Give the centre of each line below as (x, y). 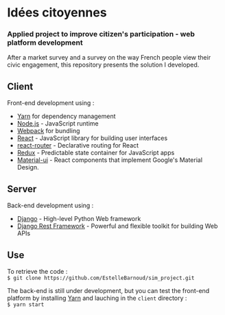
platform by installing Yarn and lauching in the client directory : (97, 298)
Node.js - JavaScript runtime (58, 124)
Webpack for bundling (48, 131)
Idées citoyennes (57, 13)
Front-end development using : (51, 103)
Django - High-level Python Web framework (79, 219)
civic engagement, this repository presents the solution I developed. (103, 65)
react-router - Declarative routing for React (78, 145)
